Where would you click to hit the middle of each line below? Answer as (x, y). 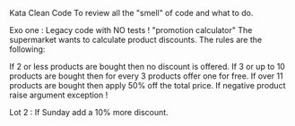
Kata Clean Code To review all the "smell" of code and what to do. (131, 13)
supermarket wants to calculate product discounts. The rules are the (136, 40)
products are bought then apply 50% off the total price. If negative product (147, 85)
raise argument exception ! (59, 95)
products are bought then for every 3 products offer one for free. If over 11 (147, 76)
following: (27, 49)
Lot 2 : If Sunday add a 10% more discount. (89, 112)
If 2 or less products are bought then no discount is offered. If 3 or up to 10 (147, 67)
